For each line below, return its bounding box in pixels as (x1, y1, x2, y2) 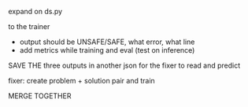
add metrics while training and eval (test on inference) (19, 46, 195, 54)
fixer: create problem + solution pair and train (8, 76, 155, 85)
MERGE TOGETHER (8, 91, 72, 101)
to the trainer (8, 22, 50, 31)
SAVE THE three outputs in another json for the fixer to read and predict (8, 61, 241, 70)
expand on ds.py (8, 7, 63, 16)
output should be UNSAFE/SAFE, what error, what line (19, 37, 195, 46)
